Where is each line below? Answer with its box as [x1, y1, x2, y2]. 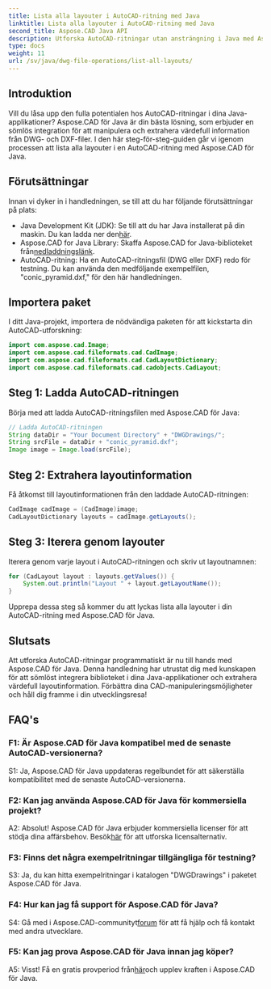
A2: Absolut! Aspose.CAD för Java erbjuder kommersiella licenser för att [8, 822, 248, 833]
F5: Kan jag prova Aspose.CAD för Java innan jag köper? [8, 946, 234, 957]
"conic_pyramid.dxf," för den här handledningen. [19, 272, 182, 281]
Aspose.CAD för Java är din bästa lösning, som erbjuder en [56, 116, 254, 126]
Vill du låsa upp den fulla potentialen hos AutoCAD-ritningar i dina [8, 108, 227, 118]
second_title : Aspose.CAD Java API [8, 27, 128, 35]
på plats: [8, 205, 38, 214]
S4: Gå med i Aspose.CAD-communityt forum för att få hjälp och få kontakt [8, 917, 256, 927]
